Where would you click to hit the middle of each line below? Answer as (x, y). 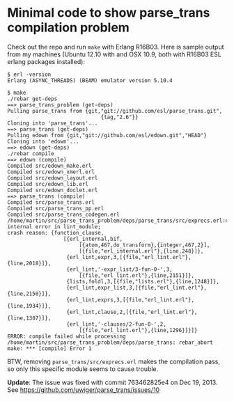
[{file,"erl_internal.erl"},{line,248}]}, (141, 251)
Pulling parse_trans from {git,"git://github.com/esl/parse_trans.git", (115, 111)
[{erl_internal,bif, (93, 239)
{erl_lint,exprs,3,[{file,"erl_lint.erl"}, (131, 300)
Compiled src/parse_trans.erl (51, 202)
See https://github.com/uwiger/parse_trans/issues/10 (84, 390)
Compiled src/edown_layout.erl (53, 178)
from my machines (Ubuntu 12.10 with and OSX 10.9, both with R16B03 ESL (114, 54)
